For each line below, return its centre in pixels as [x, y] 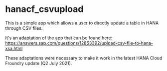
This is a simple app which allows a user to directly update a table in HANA [82, 23]
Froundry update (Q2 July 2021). [39, 63]
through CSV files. [24, 28]
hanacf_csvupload [44, 9]
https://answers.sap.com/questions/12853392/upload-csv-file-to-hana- [79, 43]
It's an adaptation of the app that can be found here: [59, 38]
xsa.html [14, 48]
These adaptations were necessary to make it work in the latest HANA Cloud [84, 58]
